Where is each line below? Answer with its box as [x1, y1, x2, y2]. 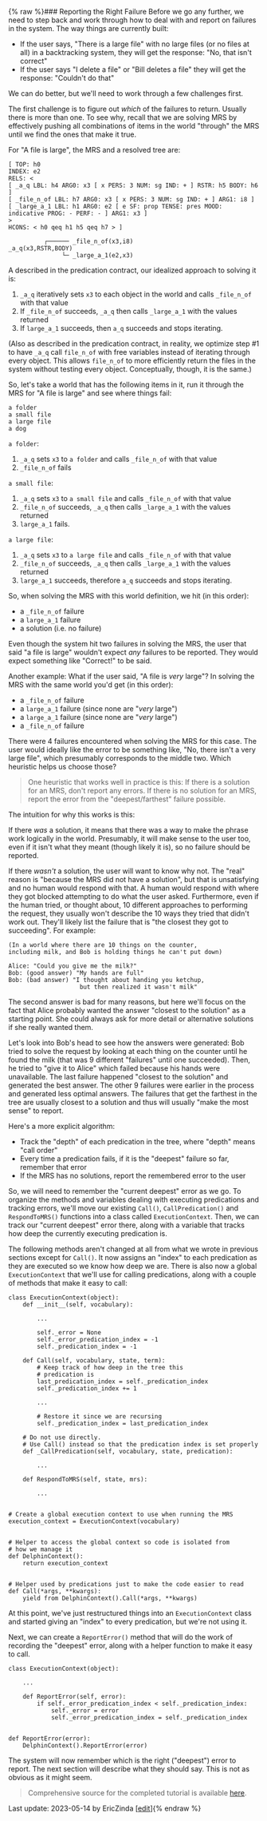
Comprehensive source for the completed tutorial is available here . [27, 1788, 247, 1797]
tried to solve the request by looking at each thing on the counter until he [8, 1047, 248, 1056]
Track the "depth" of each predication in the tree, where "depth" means [19, 1137, 256, 1146]
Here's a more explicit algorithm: [8, 1122, 116, 1131]
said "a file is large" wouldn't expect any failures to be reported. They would [8, 647, 259, 657]
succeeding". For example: [8, 926, 96, 935]
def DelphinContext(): [8, 1553, 84, 1561]
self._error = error [50, 1707, 120, 1715]
